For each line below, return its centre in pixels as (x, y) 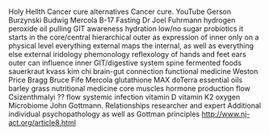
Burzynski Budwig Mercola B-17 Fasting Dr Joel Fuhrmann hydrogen (122, 20)
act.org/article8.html (42, 123)
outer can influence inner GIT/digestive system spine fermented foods (125, 63)
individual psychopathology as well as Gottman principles (104, 114)
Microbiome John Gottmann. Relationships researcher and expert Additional (134, 105)
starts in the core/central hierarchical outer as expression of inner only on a (134, 37)
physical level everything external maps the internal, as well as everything (131, 46)
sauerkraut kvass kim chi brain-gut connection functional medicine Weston (133, 71)
